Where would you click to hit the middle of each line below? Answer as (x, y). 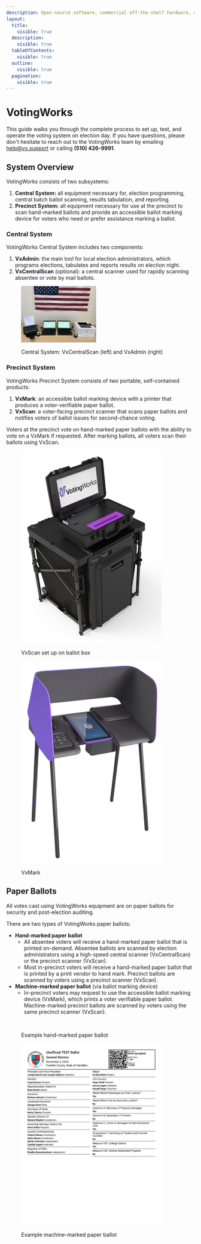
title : (20, 25)
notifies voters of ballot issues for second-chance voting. (86, 418)
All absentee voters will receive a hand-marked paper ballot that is (105, 941)
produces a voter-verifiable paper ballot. (65, 405)
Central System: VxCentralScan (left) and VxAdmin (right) (92, 352)
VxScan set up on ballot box (56, 653)
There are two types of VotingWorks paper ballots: (68, 923)
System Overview (40, 167)
